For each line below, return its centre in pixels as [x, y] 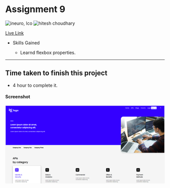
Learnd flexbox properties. [48, 52]
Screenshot [18, 97]
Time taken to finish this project [56, 73]
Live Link [15, 33]
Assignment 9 [35, 9]
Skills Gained [26, 43]
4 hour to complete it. [35, 85]
